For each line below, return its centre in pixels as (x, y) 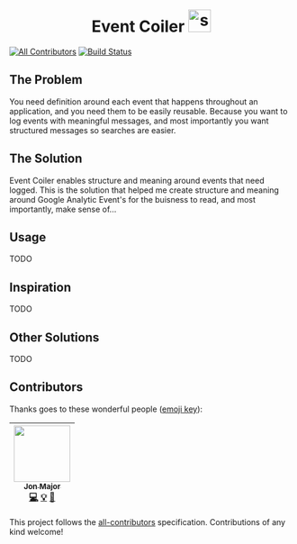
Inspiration (40, 287)
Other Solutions (54, 337)
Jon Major (42, 486)
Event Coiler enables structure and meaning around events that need (137, 180)
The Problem (46, 80)
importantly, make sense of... (63, 209)
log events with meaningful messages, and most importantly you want (139, 121)
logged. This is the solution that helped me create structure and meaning (144, 190)
